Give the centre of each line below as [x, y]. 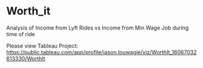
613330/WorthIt [26, 58]
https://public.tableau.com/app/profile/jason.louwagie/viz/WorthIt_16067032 [101, 52]
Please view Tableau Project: [42, 46]
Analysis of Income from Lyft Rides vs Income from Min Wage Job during [98, 28]
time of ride [21, 34]
